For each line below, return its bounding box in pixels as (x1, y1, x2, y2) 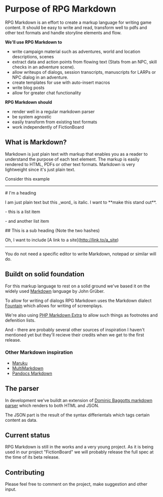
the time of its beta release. (5, 454, 60, 460)
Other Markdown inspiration (5, 349, 73, 356)
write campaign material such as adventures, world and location (12, 49, 141, 54)
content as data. (5, 417, 38, 423)
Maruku (12, 360, 28, 366)
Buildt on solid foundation (5, 270, 85, 279)
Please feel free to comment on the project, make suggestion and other (5, 481, 148, 487)
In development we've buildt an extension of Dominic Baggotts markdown (5, 397, 153, 403)
